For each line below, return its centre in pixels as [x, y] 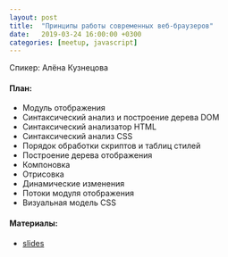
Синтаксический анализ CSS [77, 137]
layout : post [34, 17]
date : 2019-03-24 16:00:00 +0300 [76, 34]
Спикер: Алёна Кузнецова [59, 68]
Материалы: [34, 223]
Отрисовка [43, 174]
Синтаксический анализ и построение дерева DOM [121, 118]
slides [33, 243]
